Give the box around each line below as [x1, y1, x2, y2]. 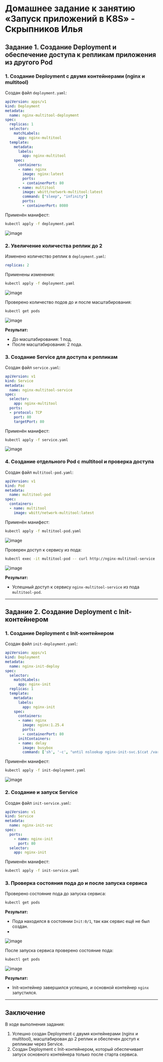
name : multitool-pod [9, 492, 51, 497]
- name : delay [17, 741, 47, 745]
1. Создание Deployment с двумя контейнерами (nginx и [5, 72, 145, 79]
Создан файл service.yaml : [5, 364, 61, 370]
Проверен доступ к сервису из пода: [5, 547, 82, 552]
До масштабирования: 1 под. [12, 336, 72, 342]
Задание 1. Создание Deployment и [5, 43, 117, 51]
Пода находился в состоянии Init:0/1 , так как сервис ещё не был [12, 919, 150, 924]
